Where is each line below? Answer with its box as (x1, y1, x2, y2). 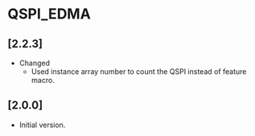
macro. (31, 76, 56, 84)
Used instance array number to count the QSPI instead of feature (31, 67, 247, 76)
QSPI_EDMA (7, 5, 92, 23)
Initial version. (19, 120, 66, 130)
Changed (19, 58, 50, 68)
